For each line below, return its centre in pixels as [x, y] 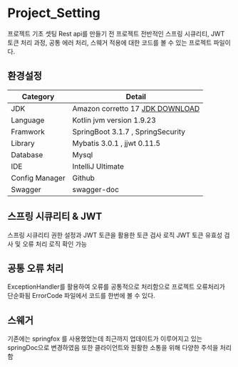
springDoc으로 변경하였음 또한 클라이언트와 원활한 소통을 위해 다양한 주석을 [113, 348]
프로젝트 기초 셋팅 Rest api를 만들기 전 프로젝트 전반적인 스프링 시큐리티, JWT [116, 33]
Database [27, 154]
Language [28, 120]
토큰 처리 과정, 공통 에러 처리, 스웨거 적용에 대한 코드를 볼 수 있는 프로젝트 [110, 42]
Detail [136, 96]
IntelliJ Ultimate [98, 166]
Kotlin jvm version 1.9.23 [114, 120]
